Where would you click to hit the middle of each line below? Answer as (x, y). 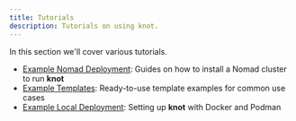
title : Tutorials (42, 17)
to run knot (43, 78)
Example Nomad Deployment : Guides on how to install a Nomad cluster (155, 69)
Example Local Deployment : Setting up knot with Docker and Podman (152, 107)
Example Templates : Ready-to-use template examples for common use (154, 88)
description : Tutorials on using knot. (84, 26)
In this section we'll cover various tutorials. (89, 51)
